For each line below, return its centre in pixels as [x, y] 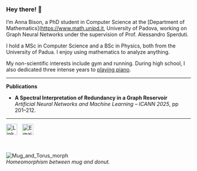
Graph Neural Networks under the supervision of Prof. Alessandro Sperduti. [97, 35]
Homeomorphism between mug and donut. [58, 162]
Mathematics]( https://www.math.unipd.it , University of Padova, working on [97, 28]
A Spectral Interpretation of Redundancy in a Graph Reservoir [91, 98]
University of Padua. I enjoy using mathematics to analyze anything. [88, 52]
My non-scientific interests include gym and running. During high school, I [96, 63]
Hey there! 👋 [24, 9]
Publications [22, 87]
